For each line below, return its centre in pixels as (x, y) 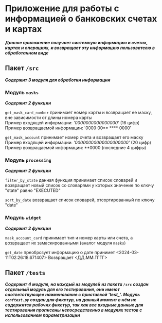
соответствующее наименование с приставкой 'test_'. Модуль (72, 295)
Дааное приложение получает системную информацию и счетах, (76, 42)
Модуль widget (23, 218)
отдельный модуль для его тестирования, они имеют (63, 289)
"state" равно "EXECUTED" (33, 190)
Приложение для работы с (62, 8)
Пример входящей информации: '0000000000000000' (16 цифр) (72, 123)
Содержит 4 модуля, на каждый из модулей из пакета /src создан (77, 284)
